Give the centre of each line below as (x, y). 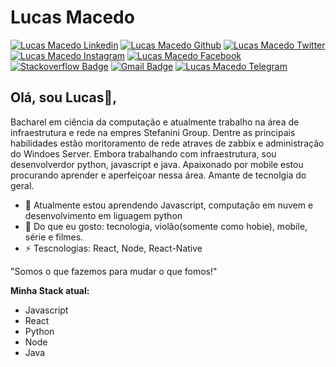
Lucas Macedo (72, 17)
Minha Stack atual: (50, 290)
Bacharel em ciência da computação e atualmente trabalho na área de (155, 122)
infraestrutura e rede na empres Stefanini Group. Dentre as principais (153, 132)
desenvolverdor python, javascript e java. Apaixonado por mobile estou (157, 164)
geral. (22, 185)
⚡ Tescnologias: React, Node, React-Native (113, 248)
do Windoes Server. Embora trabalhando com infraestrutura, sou (143, 153)
